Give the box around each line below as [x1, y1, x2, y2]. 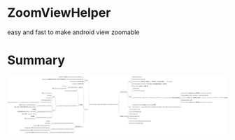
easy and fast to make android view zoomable [7, 28, 140, 36]
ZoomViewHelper [7, 5, 111, 21]
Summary [7, 52, 65, 68]
